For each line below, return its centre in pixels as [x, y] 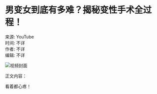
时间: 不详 [15, 43]
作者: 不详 [15, 49]
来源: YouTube [20, 37]
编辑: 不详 [15, 55]
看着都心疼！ [18, 86]
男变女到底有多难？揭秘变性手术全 [74, 10]
